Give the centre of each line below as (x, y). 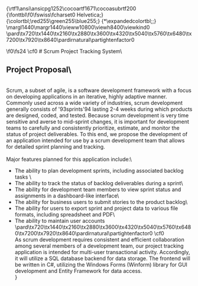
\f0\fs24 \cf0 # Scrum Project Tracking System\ (64, 51)
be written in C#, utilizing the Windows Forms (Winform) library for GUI (101, 264)
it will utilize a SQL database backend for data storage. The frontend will (102, 258)
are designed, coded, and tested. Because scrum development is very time (98, 115)
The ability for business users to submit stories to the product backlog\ (101, 202)
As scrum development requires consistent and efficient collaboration (100, 239)
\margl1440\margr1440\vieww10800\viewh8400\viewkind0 (78, 27)
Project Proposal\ (39, 70)
